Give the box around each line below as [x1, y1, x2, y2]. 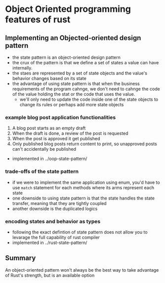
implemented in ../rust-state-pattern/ [12, 240, 87, 245]
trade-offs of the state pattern [5, 168, 79, 175]
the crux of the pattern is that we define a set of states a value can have [12, 60, 159, 65]
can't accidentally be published [12, 146, 77, 152]
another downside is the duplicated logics [12, 205, 98, 211]
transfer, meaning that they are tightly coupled [12, 200, 107, 206]
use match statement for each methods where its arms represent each [12, 184, 155, 191]
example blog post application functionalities [5, 114, 116, 121]
